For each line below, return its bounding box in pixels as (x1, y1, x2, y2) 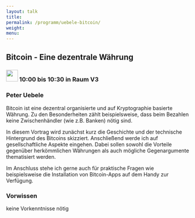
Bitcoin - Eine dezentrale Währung (6, 52, 134, 62)
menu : (6, 30, 19, 36)
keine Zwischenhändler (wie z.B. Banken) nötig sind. (6, 117, 133, 124)
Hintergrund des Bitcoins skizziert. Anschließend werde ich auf (6, 134, 158, 141)
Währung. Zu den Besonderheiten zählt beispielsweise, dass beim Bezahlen (6, 111, 189, 118)
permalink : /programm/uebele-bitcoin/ (6, 19, 101, 25)
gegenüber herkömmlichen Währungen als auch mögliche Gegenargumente (6, 147, 189, 154)
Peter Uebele (6, 91, 44, 100)
